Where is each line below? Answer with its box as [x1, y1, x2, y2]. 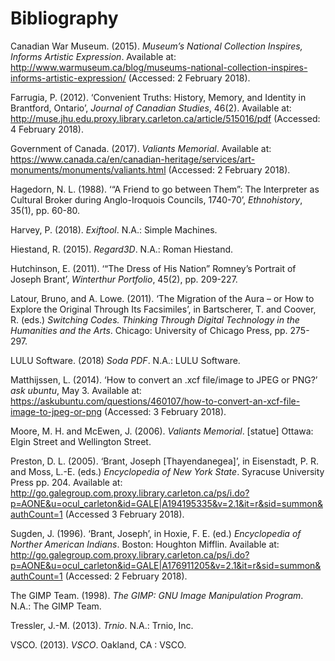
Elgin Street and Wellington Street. [10, 435, 152, 447]
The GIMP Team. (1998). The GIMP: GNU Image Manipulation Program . [10, 589, 304, 601]
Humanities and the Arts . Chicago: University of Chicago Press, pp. [10, 324, 288, 336]
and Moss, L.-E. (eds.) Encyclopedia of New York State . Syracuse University [10, 465, 325, 477]
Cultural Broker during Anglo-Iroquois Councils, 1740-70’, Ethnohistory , [10, 193, 303, 206]
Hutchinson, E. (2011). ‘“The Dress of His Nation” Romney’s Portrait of [10, 262, 297, 274]
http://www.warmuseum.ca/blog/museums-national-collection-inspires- [10, 61, 308, 73]
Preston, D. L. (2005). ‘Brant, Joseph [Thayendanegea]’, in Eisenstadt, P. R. [10, 455, 320, 467]
